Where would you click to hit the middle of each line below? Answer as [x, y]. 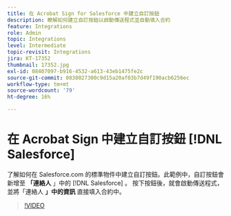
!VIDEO [34, 205]
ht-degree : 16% [29, 97]
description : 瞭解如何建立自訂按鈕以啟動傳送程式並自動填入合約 [89, 20]
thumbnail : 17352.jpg [38, 65]
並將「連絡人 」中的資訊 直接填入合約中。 [66, 191]
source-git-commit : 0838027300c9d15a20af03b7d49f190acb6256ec [98, 78]
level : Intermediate [37, 46]
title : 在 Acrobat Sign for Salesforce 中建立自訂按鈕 [83, 13]
